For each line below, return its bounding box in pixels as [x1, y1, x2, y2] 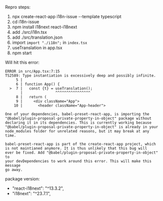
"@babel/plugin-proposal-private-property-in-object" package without [5, 116, 152, 121]
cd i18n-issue [12, 19, 40, 24]
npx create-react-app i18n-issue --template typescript [12, 14, 122, 19]
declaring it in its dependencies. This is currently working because [5, 120, 152, 125]
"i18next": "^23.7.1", [12, 191, 51, 196]
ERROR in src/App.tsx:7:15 [5, 69, 60, 74]
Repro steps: [5, 4, 31, 10]
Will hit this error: [5, 60, 40, 65]
